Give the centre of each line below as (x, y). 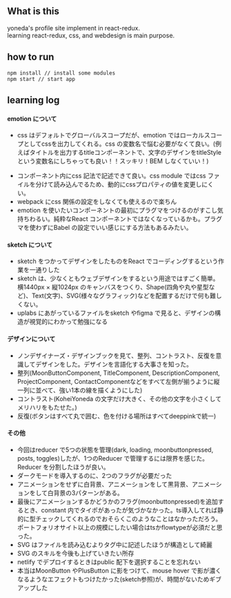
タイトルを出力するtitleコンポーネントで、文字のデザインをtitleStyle (125, 153)
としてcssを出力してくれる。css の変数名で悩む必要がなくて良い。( (119, 144)
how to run (31, 57)
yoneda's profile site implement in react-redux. (74, 28)
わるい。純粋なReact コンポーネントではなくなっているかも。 (117, 219)
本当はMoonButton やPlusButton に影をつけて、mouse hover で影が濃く (119, 570)
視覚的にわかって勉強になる (69, 322)
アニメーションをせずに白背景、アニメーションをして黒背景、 (104, 484)
